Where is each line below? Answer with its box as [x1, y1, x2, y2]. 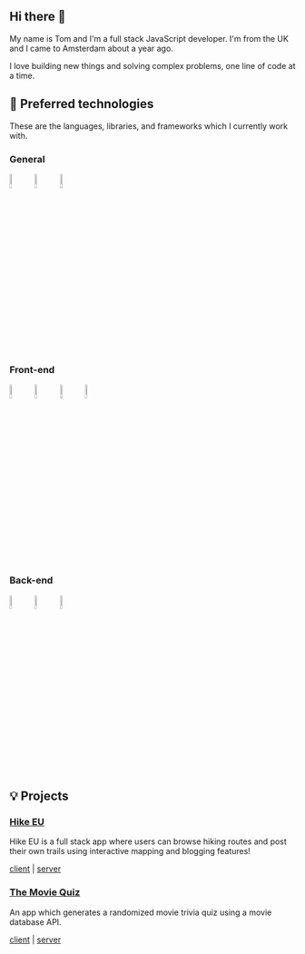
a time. [9, 70, 35, 81]
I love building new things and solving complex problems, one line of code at [9, 60, 296, 71]
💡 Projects [9, 788, 70, 803]
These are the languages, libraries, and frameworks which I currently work [9, 120, 289, 132]
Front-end [9, 363, 55, 376]
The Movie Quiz [9, 886, 81, 899]
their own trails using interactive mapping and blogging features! [9, 846, 251, 857]
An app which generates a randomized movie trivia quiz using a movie [9, 907, 272, 918]
